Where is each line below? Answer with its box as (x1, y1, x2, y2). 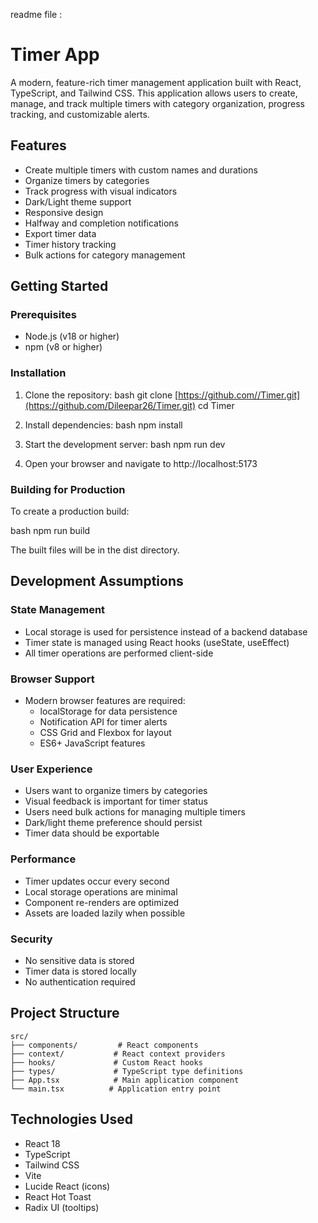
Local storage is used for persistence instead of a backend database (24, 625, 308, 638)
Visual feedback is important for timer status (24, 795, 208, 808)
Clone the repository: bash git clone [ (24, 389, 179, 401)
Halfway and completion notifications (24, 217, 179, 229)
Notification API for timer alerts (39, 716, 168, 728)
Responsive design (24, 206, 104, 218)
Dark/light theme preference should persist (24, 817, 203, 829)
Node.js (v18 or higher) (24, 330, 120, 343)
